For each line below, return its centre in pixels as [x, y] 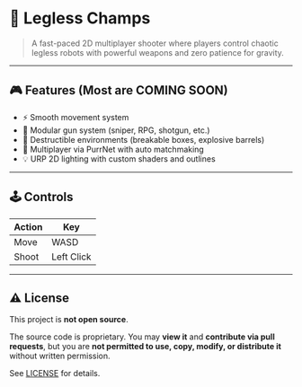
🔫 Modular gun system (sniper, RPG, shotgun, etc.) [116, 130]
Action [28, 226]
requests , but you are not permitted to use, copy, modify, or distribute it [145, 347]
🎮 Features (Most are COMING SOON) [119, 90]
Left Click [71, 257]
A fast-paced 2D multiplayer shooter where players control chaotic [155, 43]
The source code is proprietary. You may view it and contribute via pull [142, 337]
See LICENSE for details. [55, 374]
